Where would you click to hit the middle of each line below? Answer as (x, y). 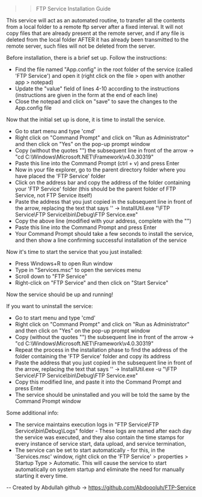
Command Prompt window (48, 401)
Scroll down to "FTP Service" (51, 276)
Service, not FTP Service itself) (54, 195)
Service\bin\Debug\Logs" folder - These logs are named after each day (103, 431)
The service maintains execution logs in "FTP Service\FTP (87, 424)
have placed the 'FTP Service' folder (60, 176)
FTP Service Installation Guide (73, 9)
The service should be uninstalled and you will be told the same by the (102, 395)
